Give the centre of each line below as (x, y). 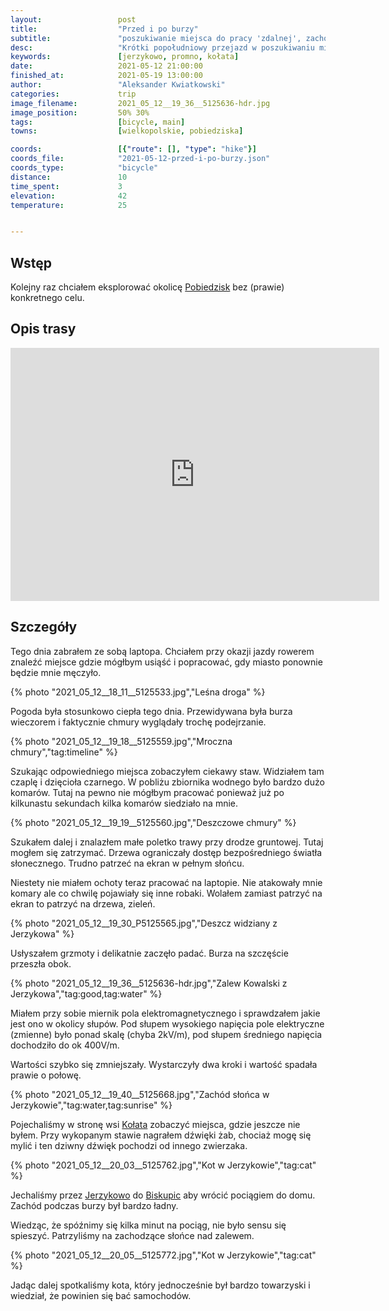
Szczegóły (44, 627)
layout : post (73, 19)
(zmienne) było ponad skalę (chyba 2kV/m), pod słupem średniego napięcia (166, 1034)
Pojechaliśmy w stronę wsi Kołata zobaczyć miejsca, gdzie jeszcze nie (155, 1124)
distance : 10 (69, 177)
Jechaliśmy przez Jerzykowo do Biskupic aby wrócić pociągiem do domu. (163, 1195)
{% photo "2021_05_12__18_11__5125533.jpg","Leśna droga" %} (138, 692)
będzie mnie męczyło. (56, 672)
